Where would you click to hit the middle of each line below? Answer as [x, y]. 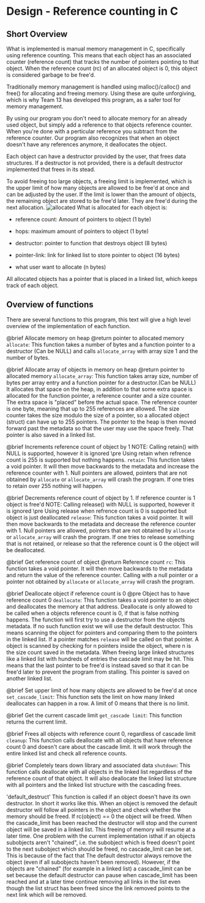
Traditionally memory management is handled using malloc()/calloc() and [99, 87]
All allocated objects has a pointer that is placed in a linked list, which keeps [102, 279]
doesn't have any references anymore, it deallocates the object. [87, 144]
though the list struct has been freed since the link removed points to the [98, 888]
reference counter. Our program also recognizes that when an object [93, 138]
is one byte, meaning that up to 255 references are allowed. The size [93, 408]
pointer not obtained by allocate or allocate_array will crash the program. [100, 582]
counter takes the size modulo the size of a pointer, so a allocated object [98, 415]
